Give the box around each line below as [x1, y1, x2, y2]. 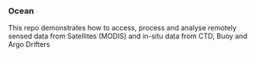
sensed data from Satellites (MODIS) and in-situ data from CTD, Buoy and [8, 31, 248, 41]
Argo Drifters [8, 40, 51, 49]
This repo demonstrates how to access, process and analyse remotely [8, 23, 237, 33]
